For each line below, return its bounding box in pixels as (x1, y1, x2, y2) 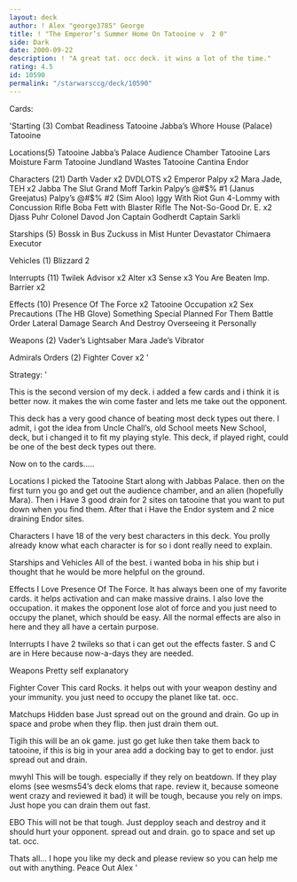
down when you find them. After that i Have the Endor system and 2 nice (9, 503, 275, 514)
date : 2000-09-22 (9, 46, 74, 55)
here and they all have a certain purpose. (9, 621, 160, 632)
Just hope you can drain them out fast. (9, 800, 151, 810)
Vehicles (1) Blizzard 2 (9, 254, 90, 266)
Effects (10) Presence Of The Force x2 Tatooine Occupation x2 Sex (9, 299, 254, 309)
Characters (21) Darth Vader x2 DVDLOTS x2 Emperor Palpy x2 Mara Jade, (9, 174, 283, 184)
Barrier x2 (9, 281, 46, 293)
